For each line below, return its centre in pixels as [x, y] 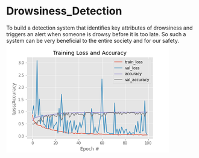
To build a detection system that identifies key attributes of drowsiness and [99, 28]
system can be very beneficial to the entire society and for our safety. [93, 40]
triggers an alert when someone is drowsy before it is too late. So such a [96, 34]
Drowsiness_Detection [64, 11]
